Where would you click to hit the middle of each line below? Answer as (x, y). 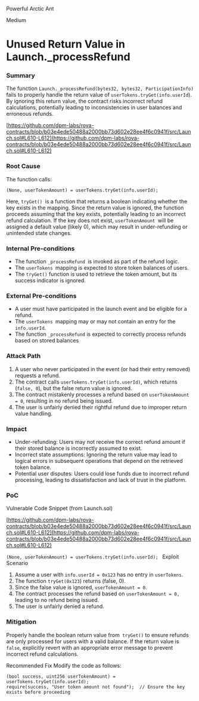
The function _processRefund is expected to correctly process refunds (100, 334)
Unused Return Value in (66, 44)
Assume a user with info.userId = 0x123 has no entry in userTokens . (99, 575)
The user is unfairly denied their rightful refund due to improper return (101, 407)
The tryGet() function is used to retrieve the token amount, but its (96, 274)
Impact (17, 429)
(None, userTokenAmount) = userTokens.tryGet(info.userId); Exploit (93, 557)
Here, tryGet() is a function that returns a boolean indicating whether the (97, 201)
